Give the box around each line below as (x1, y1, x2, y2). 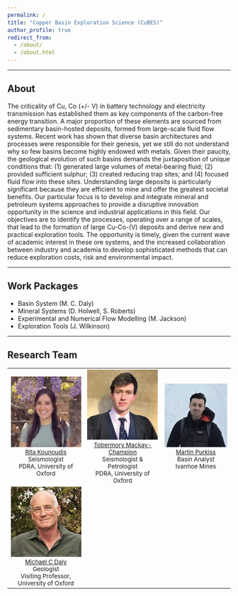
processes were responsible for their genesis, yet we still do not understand (7, 139, 229, 148)
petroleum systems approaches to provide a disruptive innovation (7, 200, 199, 208)
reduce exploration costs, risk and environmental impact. (7, 252, 174, 261)
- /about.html (13, 49, 55, 56)
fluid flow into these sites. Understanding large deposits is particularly (7, 177, 212, 186)
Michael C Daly (24, 558, 67, 565)
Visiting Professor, (20, 572, 72, 580)
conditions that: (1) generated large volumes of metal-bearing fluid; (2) (7, 162, 213, 171)
